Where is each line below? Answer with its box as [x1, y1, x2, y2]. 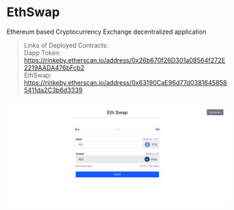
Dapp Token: [23, 48, 61, 57]
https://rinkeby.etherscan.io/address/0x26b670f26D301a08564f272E [23, 55, 226, 64]
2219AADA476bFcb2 [23, 63, 85, 72]
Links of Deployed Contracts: [23, 41, 108, 49]
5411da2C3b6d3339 [23, 86, 83, 94]
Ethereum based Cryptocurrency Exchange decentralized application [6, 27, 207, 36]
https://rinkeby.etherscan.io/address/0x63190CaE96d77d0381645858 [23, 78, 228, 86]
